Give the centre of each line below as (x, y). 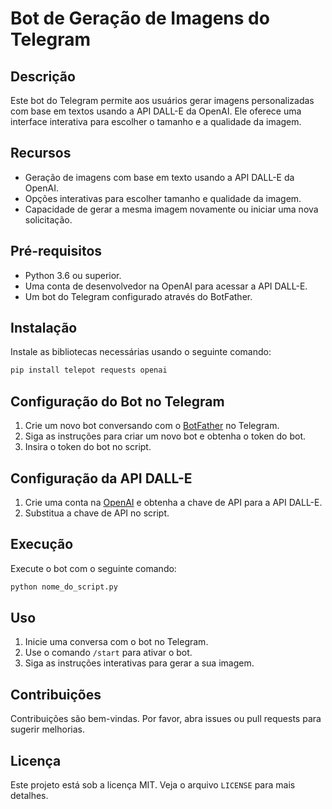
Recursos (41, 153)
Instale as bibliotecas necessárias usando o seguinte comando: (141, 352)
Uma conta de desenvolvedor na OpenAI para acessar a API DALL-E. (166, 286)
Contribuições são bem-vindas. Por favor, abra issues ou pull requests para (166, 719)
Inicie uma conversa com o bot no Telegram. (116, 642)
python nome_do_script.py (64, 587)
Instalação (44, 328)
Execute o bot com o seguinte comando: (93, 568)
